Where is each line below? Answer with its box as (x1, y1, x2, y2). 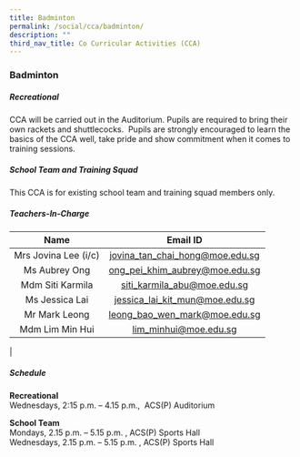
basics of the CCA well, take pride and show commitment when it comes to (9, 134, 291, 145)
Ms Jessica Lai (25, 293, 89, 306)
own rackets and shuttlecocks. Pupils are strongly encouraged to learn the (9, 124, 291, 135)
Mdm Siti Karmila (20, 279, 94, 291)
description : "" (9, 30, 71, 39)
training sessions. (9, 143, 75, 155)
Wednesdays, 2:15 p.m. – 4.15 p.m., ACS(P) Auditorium (9, 400, 215, 411)
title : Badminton (9, 13, 75, 23)
